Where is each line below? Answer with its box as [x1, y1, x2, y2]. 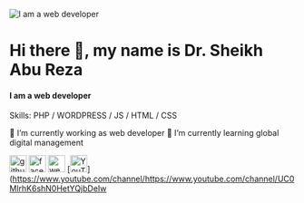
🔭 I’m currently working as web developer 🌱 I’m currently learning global [9, 128, 279, 139]
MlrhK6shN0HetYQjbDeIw [9, 183, 107, 194]
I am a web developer [9, 90, 92, 101]
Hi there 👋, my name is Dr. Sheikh [9, 41, 263, 61]
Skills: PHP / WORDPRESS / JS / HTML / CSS [9, 110, 178, 121]
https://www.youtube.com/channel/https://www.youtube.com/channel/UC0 [12, 173, 295, 185]
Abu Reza [9, 60, 83, 81]
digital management [9, 137, 84, 149]
